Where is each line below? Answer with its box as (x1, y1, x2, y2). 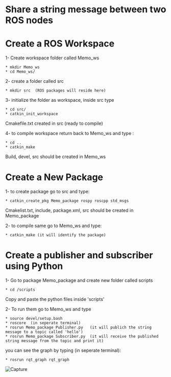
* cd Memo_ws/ (5, 69, 36, 75)
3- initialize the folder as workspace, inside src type (5, 97, 114, 103)
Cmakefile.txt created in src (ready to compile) (5, 120, 103, 126)
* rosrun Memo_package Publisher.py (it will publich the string (5, 325, 152, 330)
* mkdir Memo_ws (5, 65, 40, 70)
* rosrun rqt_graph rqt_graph (5, 357, 70, 362)
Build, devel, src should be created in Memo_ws (5, 153, 106, 160)
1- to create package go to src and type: (5, 188, 90, 195)
